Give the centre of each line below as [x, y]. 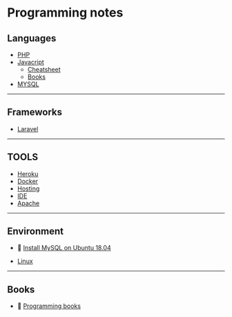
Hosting [28, 189]
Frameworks [35, 112]
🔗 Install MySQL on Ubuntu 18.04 [64, 248]
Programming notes [65, 13]
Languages [32, 38]
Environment [36, 232]
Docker [28, 181]
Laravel [28, 128]
